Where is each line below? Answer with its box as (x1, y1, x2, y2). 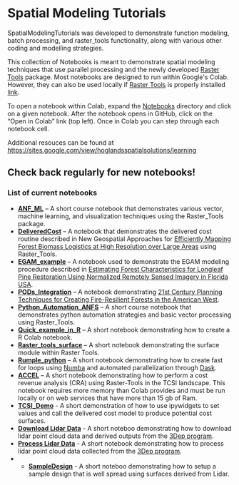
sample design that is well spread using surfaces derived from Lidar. (28, 469, 230, 478)
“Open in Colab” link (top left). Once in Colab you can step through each (7, 116, 220, 126)
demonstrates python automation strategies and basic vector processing (17, 310, 232, 319)
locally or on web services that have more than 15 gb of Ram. (17, 394, 198, 402)
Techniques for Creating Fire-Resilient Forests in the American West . (17, 295, 220, 304)
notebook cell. (7, 124, 50, 133)
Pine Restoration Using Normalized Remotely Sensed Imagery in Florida (17, 272, 228, 281)
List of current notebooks (7, 188, 98, 198)
